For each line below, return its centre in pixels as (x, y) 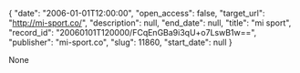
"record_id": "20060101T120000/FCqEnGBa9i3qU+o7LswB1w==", (133, 32)
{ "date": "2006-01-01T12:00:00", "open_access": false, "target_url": (137, 13)
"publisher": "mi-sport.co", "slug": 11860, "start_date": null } (121, 42)
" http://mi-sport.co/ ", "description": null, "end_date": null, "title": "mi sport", (150, 23)
